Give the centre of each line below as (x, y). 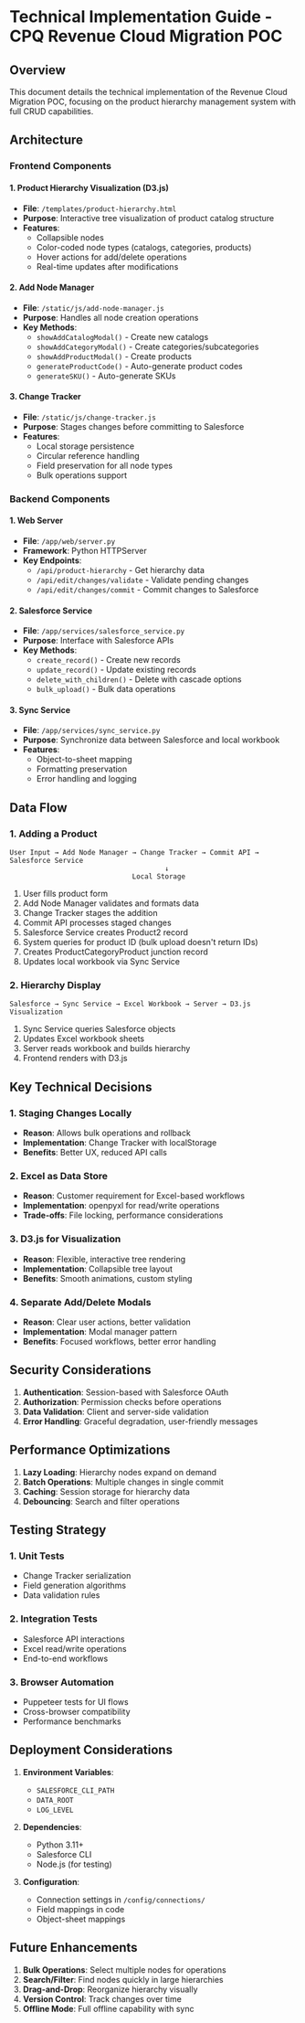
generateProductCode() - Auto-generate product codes (140, 366)
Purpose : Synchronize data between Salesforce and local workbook (151, 740)
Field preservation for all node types (105, 465)
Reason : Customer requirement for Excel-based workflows (133, 1196)
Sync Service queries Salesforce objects (99, 1029)
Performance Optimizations (90, 1450)
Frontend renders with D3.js (75, 1059)
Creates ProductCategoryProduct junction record (115, 952)
